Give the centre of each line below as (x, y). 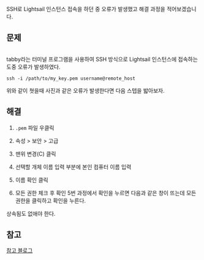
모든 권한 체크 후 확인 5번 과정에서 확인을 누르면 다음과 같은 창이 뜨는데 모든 (106, 193)
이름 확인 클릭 (32, 180)
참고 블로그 (20, 251)
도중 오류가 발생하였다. (33, 67)
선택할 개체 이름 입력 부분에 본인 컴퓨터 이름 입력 (73, 167)
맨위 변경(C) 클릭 (36, 154)
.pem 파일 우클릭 (35, 128)
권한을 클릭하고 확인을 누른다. (51, 201)
